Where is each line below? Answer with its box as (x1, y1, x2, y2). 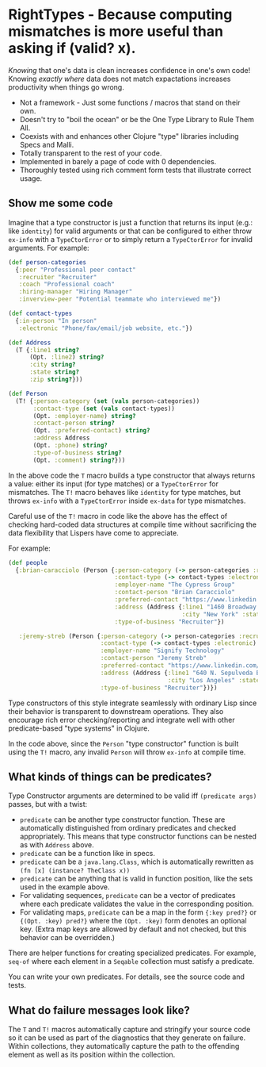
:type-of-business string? (32, 448, 123, 457)
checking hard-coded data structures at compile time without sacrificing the (8, 520, 257, 529)
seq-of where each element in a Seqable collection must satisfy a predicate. (8, 957, 255, 966)
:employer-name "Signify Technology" (100, 647, 225, 655)
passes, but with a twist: (8, 800, 88, 809)
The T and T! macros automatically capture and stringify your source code (8, 1025, 251, 1034)
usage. (19, 173, 43, 183)
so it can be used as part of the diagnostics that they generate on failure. (8, 1033, 246, 1042)
